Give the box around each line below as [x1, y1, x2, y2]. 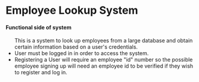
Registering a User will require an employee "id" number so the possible [14, 56, 193, 63]
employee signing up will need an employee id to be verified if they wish [14, 62, 194, 69]
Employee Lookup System [5, 4, 139, 17]
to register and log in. [14, 69, 67, 76]
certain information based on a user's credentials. [14, 43, 138, 51]
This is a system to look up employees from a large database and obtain [14, 37, 193, 44]
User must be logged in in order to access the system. [14, 50, 149, 57]
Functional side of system [5, 23, 72, 31]
